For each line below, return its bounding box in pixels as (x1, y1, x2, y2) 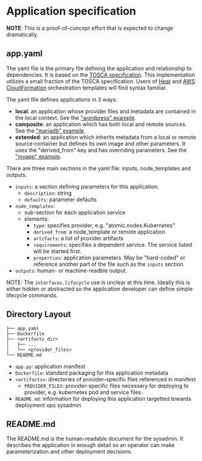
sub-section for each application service (24, 209, 126, 216)
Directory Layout (6, 309, 72, 320)
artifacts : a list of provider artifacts (33, 234, 124, 241)
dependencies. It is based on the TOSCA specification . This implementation (6, 71, 195, 78)
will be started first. (33, 248, 82, 255)
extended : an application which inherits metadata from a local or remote (15, 133, 197, 140)
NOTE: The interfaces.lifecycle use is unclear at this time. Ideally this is (6, 279, 190, 286)
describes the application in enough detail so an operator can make (6, 442, 175, 449)
